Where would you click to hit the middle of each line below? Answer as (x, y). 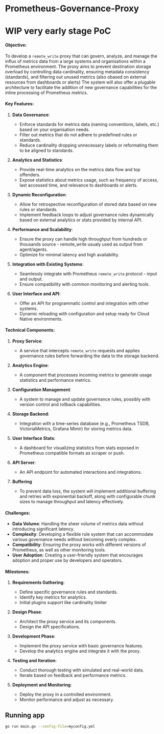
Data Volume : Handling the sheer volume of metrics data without (78, 524)
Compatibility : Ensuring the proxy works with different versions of (79, 545)
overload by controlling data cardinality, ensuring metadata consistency (77, 71)
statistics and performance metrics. (55, 380)
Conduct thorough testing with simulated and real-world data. (82, 670)
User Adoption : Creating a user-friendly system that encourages (78, 555)
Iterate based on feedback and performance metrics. (73, 675)
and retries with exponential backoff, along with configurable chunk (87, 496)
